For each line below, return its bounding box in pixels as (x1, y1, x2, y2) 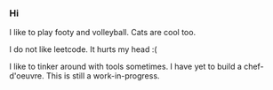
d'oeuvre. (9, 71, 44, 81)
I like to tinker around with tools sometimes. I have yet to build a (9, 61, 242, 72)
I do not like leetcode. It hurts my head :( (9, 44, 157, 55)
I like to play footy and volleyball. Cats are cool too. (9, 27, 197, 38)
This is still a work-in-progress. (45, 71, 160, 81)
